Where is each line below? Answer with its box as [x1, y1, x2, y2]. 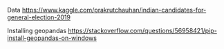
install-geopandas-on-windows [7, 34, 97, 42]
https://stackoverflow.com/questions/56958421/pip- [68, 27, 218, 35]
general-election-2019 [7, 13, 71, 21]
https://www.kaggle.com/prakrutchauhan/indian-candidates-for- [21, 6, 207, 14]
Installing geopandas [7, 27, 67, 35]
